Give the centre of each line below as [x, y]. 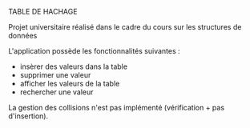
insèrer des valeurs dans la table [74, 66]
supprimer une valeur [55, 75]
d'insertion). [28, 116]
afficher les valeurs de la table [70, 84]
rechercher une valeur [56, 92]
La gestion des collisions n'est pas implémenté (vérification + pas [117, 108]
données [23, 36]
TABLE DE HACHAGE [43, 12]
